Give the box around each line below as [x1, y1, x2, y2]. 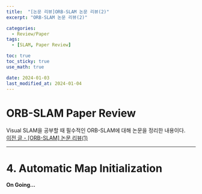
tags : [6, 37, 20, 43]
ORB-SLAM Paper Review [6, 106, 136, 120]
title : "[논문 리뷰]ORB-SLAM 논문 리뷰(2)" [6, 8, 109, 15]
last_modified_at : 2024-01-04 [6, 80, 82, 86]
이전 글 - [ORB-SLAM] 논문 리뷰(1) [6, 135, 88, 142]
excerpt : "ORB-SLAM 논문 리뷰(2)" [6, 14, 88, 20]
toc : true [6, 53, 31, 59]
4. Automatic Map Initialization [6, 162, 162, 175]
